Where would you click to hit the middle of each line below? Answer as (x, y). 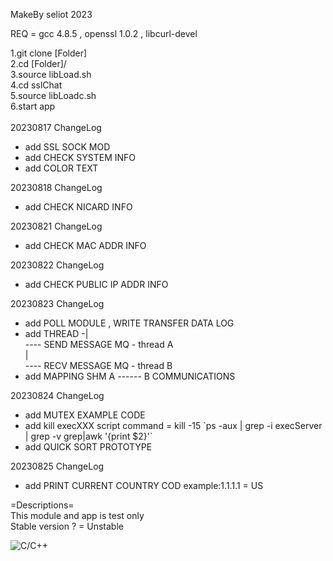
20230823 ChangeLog (57, 303)
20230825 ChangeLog (57, 466)
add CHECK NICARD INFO (78, 207)
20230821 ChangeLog (56, 226)
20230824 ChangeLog (57, 395)
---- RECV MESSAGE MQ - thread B (98, 365)
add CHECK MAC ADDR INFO (85, 245)
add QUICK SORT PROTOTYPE (88, 447)
